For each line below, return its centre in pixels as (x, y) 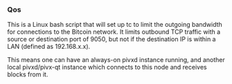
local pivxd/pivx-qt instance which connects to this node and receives (107, 67)
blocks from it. (28, 74)
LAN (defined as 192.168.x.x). (49, 47)
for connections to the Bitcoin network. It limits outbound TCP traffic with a (114, 32)
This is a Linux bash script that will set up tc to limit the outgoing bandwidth (115, 25)
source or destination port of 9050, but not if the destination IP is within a (111, 39)
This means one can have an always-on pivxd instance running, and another (116, 60)
